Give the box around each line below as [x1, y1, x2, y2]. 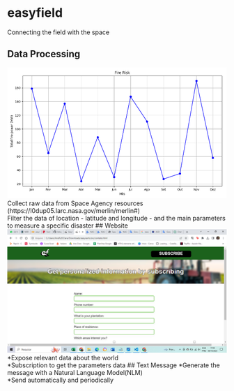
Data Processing [7, 48, 81, 60]
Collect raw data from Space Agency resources [7, 199, 144, 207]
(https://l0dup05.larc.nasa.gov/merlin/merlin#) [7, 206, 141, 214]
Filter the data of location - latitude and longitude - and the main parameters [7, 214, 226, 222]
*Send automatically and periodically [7, 376, 114, 384]
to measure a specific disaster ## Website [7, 221, 129, 230]
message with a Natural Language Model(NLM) [7, 368, 143, 376]
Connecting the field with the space [7, 28, 110, 36]
